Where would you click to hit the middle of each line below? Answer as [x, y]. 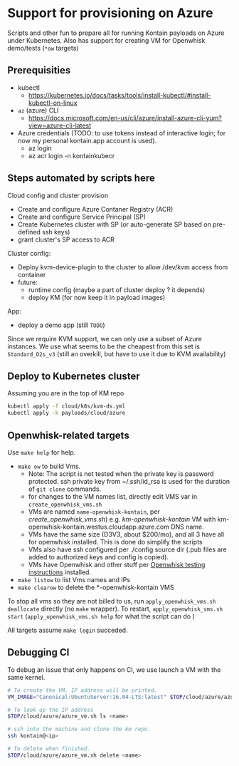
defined [29, 232]
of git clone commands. [65, 489]
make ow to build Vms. [49, 466]
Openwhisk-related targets [68, 435]
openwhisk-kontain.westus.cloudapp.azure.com [99, 527]
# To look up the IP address [51, 710]
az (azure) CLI [38, 110]
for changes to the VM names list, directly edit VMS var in [113, 496]
